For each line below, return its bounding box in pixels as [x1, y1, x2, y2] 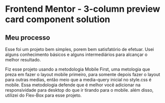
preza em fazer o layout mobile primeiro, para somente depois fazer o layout [5, 72, 161, 77]
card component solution [5, 14, 110, 25]
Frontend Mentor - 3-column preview [5, 3, 161, 15]
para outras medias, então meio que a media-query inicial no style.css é [5, 77, 152, 82]
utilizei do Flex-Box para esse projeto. [5, 92, 82, 98]
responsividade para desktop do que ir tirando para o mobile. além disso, [5, 87, 154, 93]
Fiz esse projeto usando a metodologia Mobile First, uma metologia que [5, 66, 150, 72]
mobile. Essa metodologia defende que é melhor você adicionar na [5, 82, 141, 88]
